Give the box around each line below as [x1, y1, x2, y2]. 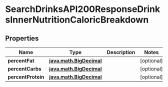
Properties [5, 34, 39, 42]
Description [106, 49, 135, 55]
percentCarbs [7, 65, 41, 72]
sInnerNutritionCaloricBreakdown [5, 14, 149, 25]
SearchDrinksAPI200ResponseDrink [5, 3, 160, 15]
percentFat [7, 57, 34, 64]
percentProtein [7, 73, 44, 80]
